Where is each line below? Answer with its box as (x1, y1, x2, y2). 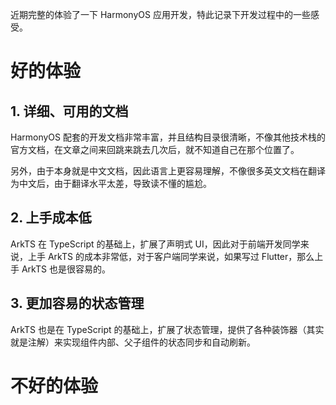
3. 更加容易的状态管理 (10, 295, 145, 312)
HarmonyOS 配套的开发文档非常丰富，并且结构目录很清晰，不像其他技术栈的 (10, 131, 326, 143)
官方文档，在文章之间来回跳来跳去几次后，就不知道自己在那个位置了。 (10, 144, 300, 155)
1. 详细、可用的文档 (10, 103, 129, 120)
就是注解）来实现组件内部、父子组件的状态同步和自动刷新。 (10, 336, 256, 348)
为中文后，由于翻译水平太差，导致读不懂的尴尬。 (10, 178, 212, 189)
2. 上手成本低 (10, 209, 92, 227)
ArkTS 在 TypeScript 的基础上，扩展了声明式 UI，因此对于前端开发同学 (10, 238, 301, 250)
